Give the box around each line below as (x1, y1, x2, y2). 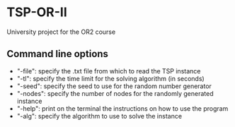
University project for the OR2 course (6, 28, 116, 36)
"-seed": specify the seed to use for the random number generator (16, 82, 212, 90)
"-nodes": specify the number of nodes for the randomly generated (16, 89, 214, 97)
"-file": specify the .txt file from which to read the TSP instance (16, 66, 201, 75)
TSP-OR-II (6, 4, 68, 20)
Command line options (6, 48, 109, 60)
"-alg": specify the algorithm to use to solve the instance (16, 111, 182, 120)
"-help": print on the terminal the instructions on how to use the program (16, 104, 229, 113)
